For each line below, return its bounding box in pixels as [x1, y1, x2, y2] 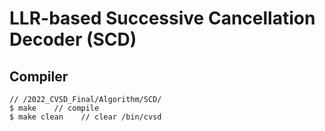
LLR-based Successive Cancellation [9, 7, 316, 30]
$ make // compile [9, 103, 100, 113]
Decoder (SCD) [9, 28, 137, 51]
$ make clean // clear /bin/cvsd [9, 112, 162, 122]
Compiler [9, 68, 69, 85]
